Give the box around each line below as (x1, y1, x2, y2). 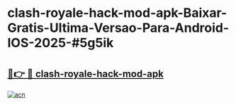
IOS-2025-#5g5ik (7, 35, 114, 51)
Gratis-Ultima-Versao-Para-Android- (7, 20, 230, 36)
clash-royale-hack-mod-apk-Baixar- (7, 5, 227, 21)
